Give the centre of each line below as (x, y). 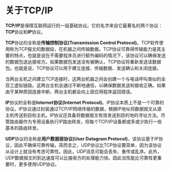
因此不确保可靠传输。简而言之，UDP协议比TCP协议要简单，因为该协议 (88, 145)
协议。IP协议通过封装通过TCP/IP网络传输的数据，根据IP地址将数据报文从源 (83, 109)
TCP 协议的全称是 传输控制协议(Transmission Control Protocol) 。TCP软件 (82, 42)
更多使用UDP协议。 (39, 164)
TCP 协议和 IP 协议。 (25, 32)
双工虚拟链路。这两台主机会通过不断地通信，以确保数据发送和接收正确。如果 (85, 85)
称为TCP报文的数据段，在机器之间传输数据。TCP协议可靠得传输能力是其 (85, 49)
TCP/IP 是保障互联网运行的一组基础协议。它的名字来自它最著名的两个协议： (84, 25)
